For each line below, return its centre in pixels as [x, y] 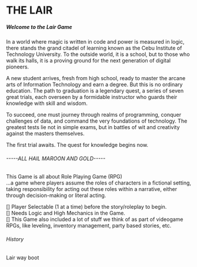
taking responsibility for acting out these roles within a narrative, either [92, 189]
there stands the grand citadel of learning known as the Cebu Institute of [94, 48]
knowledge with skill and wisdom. [47, 103]
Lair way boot [23, 258]
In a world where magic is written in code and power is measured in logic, [95, 42]
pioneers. [18, 67]
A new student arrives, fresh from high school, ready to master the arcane [96, 78]
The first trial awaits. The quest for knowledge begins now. [77, 145]
